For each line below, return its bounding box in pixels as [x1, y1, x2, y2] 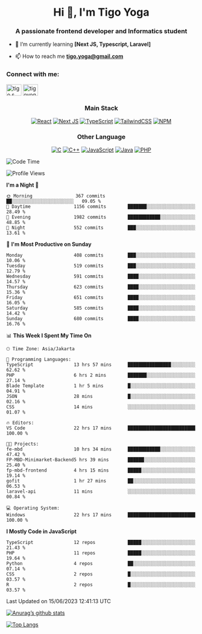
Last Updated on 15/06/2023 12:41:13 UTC [6, 598, 112, 605]
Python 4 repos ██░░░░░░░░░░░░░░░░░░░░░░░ [6, 561, 196, 567]
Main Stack [84, 104, 119, 112]
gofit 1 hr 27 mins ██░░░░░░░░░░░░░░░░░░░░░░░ [6, 478, 196, 484]
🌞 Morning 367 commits [6, 193, 106, 199]
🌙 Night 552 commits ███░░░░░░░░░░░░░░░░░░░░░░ [6, 225, 196, 231]
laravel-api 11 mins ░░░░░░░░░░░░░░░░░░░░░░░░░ [6, 488, 196, 495]
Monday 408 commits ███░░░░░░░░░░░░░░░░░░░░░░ [6, 252, 196, 258]
